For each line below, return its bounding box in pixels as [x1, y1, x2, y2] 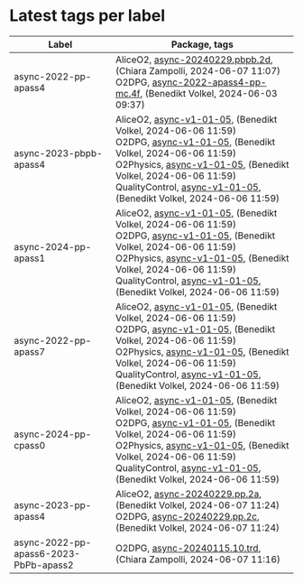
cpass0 [14, 439, 46, 451]
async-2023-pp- [14, 498, 92, 511]
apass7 [14, 345, 46, 357]
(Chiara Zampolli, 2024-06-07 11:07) [115, 64, 281, 77]
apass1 [14, 252, 46, 264]
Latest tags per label [9, 5, 166, 26]
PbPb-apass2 [14, 559, 74, 571]
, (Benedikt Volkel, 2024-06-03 [139, 87, 278, 99]
